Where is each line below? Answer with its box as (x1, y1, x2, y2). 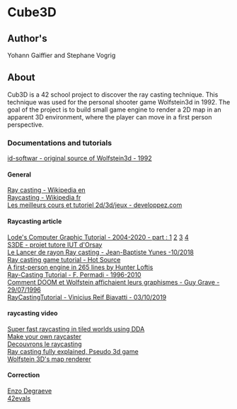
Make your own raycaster (7, 332, 82, 340)
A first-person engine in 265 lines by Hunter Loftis (7, 263, 154, 271)
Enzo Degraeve (7, 386, 52, 395)
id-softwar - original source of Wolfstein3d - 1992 (7, 154, 152, 162)
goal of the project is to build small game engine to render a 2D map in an (7, 105, 221, 114)
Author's (7, 32, 47, 45)
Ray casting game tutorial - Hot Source (7, 255, 121, 263)
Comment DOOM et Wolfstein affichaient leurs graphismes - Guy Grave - (7, 278, 220, 286)
